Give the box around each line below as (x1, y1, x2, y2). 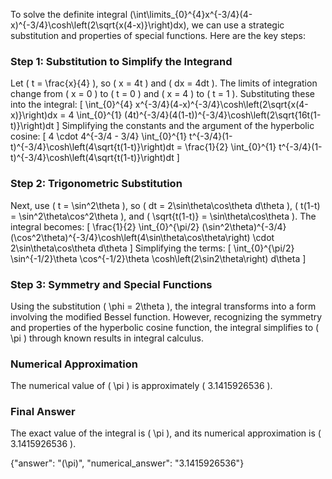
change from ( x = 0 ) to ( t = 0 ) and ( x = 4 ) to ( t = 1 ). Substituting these (10, 88, 316, 100)
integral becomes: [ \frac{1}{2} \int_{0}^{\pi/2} (10, 220, 200, 233)
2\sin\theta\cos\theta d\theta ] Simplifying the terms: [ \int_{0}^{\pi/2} (10, 242, 295, 254)
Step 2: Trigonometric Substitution (10, 177, 183, 191)
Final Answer (10, 405, 76, 419)
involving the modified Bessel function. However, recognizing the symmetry (10, 310, 323, 323)
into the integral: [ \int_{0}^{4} (10, 99, 133, 111)
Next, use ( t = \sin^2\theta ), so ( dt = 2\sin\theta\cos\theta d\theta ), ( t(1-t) (10, 199, 321, 211)
